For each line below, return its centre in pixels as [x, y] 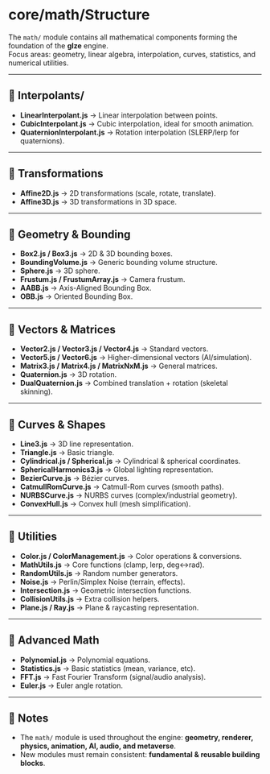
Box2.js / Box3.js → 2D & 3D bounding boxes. [96, 254]
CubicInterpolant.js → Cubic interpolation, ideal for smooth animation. [137, 123]
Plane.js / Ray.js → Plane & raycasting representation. [109, 607]
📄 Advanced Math [54, 641]
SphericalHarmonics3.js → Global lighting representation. [117, 470]
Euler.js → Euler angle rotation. [71, 685]
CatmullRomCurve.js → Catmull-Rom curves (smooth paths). [122, 486]
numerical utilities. [39, 63]
